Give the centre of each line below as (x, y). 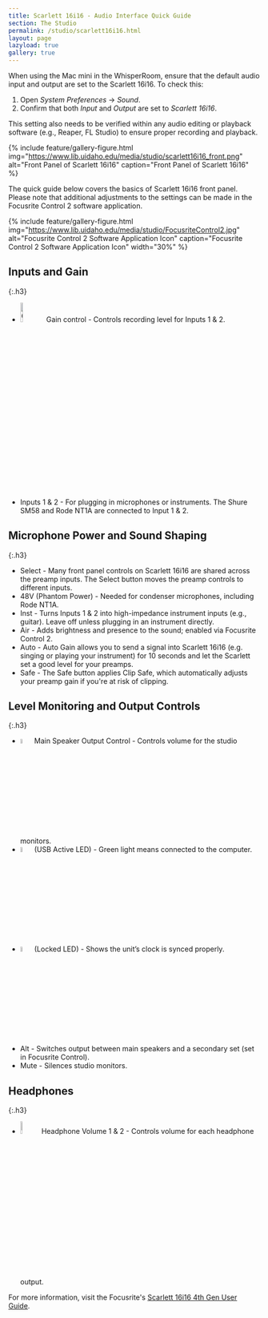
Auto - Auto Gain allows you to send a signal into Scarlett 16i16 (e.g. (131, 647)
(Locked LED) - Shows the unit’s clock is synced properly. (129, 949)
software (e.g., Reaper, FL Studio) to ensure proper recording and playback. (133, 132)
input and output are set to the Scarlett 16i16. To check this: (106, 84)
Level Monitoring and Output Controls (104, 707)
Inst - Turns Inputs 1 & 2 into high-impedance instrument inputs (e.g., (133, 613)
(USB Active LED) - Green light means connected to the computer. (143, 849)
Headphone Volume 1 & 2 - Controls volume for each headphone (148, 1131)
